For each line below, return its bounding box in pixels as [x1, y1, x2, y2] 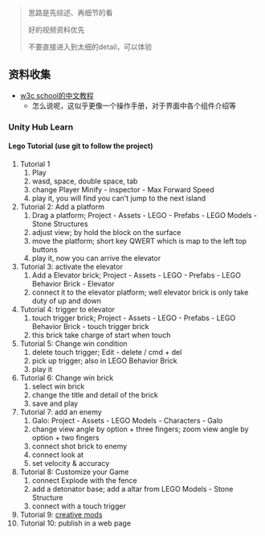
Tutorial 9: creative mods [19, 509, 103, 519]
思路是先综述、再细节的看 [27, 8, 113, 17]
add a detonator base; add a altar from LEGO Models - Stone [31, 484, 234, 493]
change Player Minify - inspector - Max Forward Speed [31, 184, 214, 194]
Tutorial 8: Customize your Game [19, 467, 129, 476]
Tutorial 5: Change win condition [19, 338, 128, 348]
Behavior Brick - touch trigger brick [31, 321, 149, 331]
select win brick [31, 381, 85, 391]
